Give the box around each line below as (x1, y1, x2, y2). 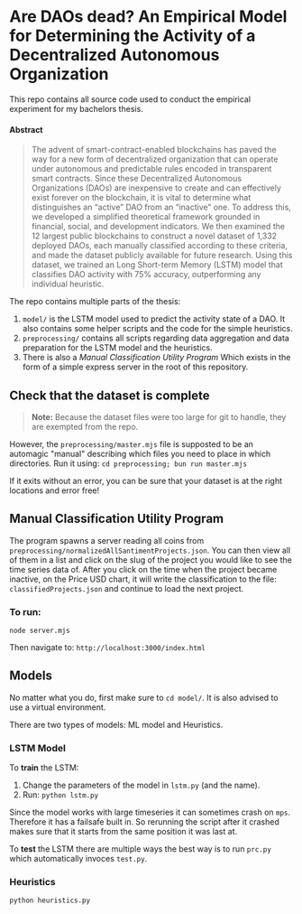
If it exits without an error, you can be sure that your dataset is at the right (9, 475, 282, 486)
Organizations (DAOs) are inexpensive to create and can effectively (31, 182, 282, 193)
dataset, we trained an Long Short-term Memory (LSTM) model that (31, 259, 284, 270)
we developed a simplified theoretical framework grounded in (31, 211, 261, 222)
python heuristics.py (9, 896, 91, 905)
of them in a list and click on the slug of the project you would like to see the (9, 554, 293, 565)
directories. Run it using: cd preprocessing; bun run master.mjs (9, 458, 248, 469)
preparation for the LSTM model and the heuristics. (22, 342, 214, 353)
